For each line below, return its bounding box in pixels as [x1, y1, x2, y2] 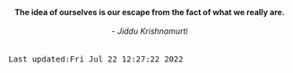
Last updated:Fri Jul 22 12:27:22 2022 [8, 54, 184, 64]
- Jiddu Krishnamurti [111, 26, 188, 36]
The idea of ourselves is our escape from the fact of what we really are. [13, 7, 286, 17]
